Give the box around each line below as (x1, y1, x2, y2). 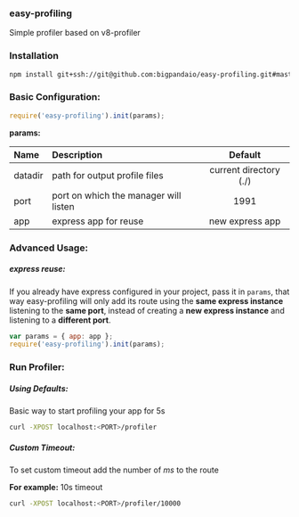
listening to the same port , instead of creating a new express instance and (9, 305, 285, 316)
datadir (13, 168, 44, 181)
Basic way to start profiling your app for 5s (9, 406, 166, 416)
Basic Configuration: (9, 91, 101, 103)
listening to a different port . (9, 315, 111, 325)
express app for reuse (52, 215, 144, 227)
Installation (9, 50, 60, 62)
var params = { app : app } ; (9, 332, 114, 341)
